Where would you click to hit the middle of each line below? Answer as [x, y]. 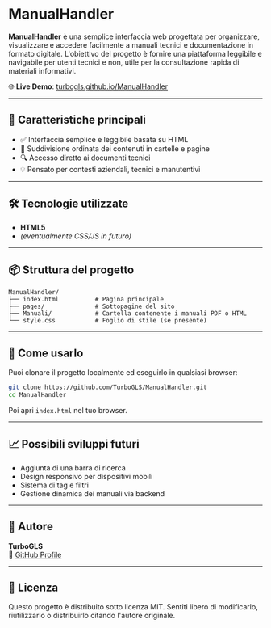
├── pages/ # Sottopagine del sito [92, 307]
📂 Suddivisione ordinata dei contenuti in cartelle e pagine [115, 148]
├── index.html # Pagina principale [86, 300]
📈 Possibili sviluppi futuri [74, 444]
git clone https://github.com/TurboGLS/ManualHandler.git [108, 388]
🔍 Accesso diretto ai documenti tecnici [85, 158]
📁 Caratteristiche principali [77, 120]
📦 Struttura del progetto [71, 270]
